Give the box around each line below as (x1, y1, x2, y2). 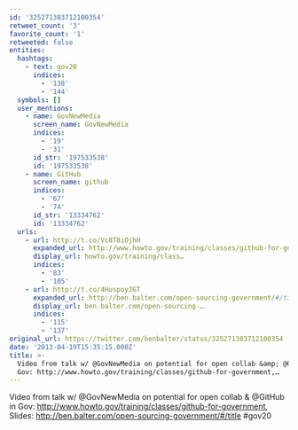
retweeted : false (9, 37, 74, 47)
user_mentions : (17, 104, 74, 113)
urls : (17, 227, 38, 236)
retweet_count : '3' (9, 21, 82, 30)
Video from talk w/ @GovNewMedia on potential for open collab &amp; (17, 359, 279, 368)
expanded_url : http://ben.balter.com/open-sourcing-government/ (32, 293, 276, 302)
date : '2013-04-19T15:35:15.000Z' (9, 342, 137, 351)
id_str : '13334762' (32, 210, 105, 220)
